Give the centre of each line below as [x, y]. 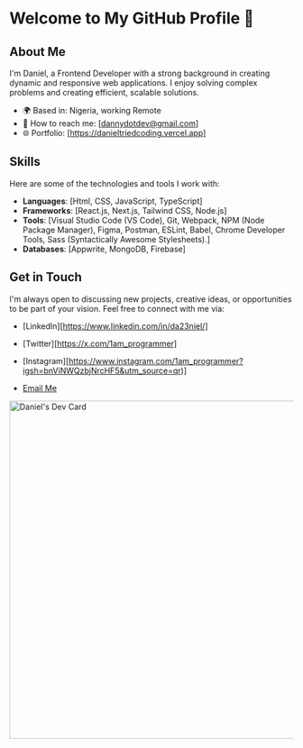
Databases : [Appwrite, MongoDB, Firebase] [104, 249]
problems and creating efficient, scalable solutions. [105, 92]
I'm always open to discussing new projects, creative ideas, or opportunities [151, 299]
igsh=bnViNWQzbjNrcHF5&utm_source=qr [102, 370]
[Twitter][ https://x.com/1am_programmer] [100, 343]
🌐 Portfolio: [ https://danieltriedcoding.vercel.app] [114, 133]
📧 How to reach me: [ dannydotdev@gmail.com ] [110, 123]
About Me [37, 52]
